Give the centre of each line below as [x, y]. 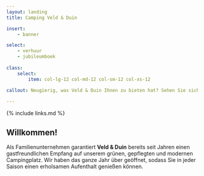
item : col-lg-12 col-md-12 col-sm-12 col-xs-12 [89, 79]
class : [15, 68]
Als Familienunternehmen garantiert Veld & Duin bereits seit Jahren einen [98, 147]
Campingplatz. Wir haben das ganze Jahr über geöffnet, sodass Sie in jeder [101, 160]
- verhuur [30, 51]
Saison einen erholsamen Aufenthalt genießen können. [75, 166]
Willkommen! [32, 132]
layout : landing [27, 12]
